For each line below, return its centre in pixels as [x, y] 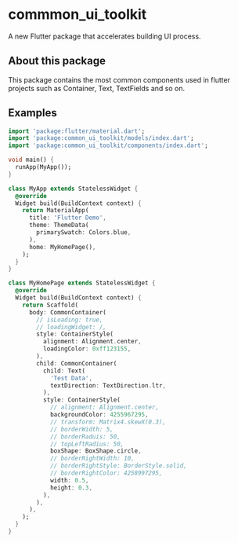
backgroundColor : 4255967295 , [99, 415]
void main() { [31, 160]
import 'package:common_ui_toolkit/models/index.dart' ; [101, 138]
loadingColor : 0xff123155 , [87, 349]
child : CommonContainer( [77, 363]
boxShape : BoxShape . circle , [96, 451]
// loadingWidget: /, [72, 327]
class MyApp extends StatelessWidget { [73, 189]
